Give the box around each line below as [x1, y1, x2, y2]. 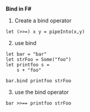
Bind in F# [5, 5, 32, 12]
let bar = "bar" [5, 51, 47, 57]
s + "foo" [16, 67, 42, 73]
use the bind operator [14, 88, 69, 96]
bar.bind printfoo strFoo [5, 78, 71, 84]
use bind [14, 40, 37, 46]
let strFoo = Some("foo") [5, 57, 71, 63]
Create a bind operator [14, 17, 72, 24]
